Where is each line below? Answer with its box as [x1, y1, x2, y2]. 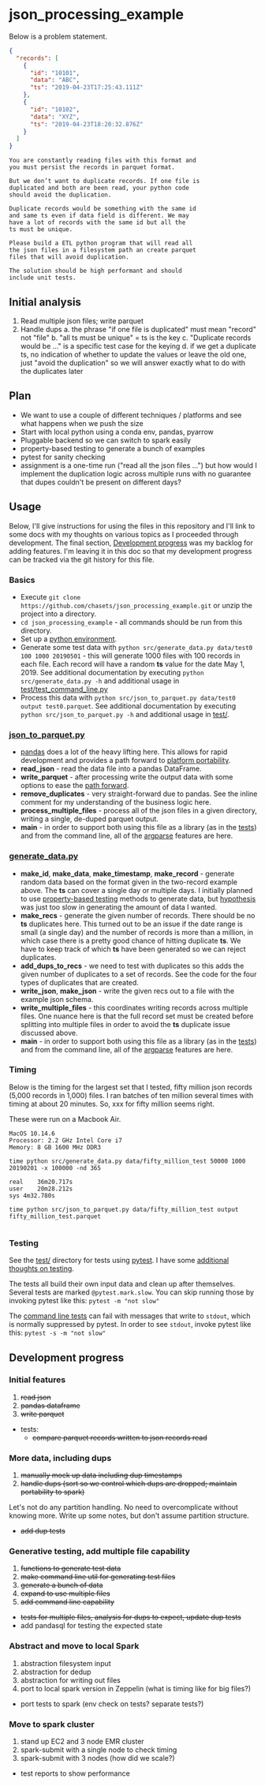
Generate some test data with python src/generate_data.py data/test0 [20, 642, 253, 652]
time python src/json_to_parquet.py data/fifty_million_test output [9, 1205, 239, 1213]
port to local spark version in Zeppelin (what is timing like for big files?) [20, 1683, 252, 1693]
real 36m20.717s [9, 1178, 73, 1186]
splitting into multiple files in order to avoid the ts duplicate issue [20, 1019, 231, 1029]
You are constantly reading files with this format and [9, 156, 196, 165]
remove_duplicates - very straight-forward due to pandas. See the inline [20, 789, 258, 798]
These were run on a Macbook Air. [9, 1114, 121, 1123]
